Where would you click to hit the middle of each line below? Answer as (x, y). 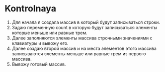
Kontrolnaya (31, 9)
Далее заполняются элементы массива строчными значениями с (82, 38)
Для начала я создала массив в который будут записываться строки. (86, 22)
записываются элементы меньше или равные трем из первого (79, 54)
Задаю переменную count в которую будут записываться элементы (84, 27)
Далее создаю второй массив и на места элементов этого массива (84, 48)
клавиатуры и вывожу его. (40, 43)
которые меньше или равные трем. (49, 33)
